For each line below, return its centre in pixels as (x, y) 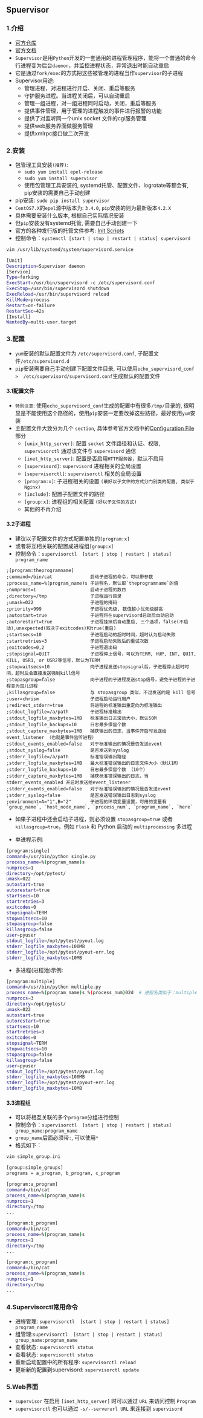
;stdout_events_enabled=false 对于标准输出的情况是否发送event (84, 744)
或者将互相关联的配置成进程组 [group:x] (64, 546)
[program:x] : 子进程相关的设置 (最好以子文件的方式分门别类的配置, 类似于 (109, 481)
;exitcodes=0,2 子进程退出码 (62, 648)
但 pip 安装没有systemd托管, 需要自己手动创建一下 (76, 223)
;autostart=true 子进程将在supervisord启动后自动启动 (90, 616)
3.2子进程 (19, 524)
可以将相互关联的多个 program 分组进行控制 (67, 1117)
